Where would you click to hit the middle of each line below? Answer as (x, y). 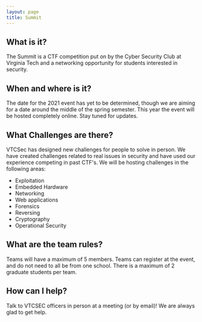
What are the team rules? (55, 245)
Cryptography (32, 219)
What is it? (27, 42)
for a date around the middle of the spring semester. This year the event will (100, 110)
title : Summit (24, 18)
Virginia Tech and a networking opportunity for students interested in (92, 63)
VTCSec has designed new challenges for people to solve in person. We (96, 149)
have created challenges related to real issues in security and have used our (101, 156)
